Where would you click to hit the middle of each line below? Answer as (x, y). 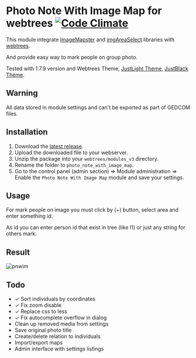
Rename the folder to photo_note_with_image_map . (74, 165)
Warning (22, 93)
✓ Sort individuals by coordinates (55, 299)
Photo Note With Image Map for (84, 11)
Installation (27, 132)
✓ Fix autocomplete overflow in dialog (61, 318)
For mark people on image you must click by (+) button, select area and (92, 210)
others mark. (21, 234)
